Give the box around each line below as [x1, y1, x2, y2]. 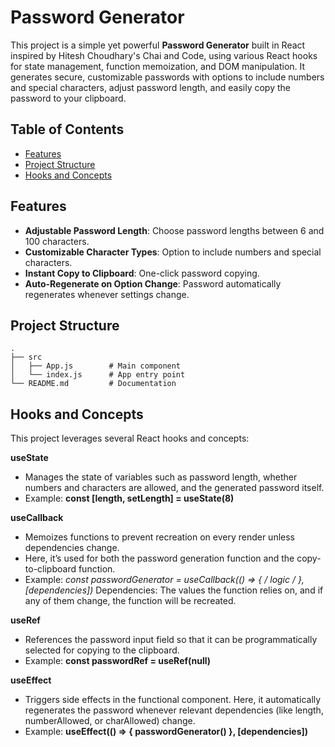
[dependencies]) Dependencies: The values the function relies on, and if [24, 584, 324, 596]
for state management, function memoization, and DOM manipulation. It [10, 60, 306, 72]
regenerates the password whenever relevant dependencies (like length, [24, 704, 324, 716]
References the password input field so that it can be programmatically [24, 634, 318, 646]
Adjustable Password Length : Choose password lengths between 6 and [24, 224, 325, 236]
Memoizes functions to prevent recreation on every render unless [24, 531, 295, 543]
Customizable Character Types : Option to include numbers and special [24, 246, 322, 258]
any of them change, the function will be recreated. [24, 595, 237, 607]
